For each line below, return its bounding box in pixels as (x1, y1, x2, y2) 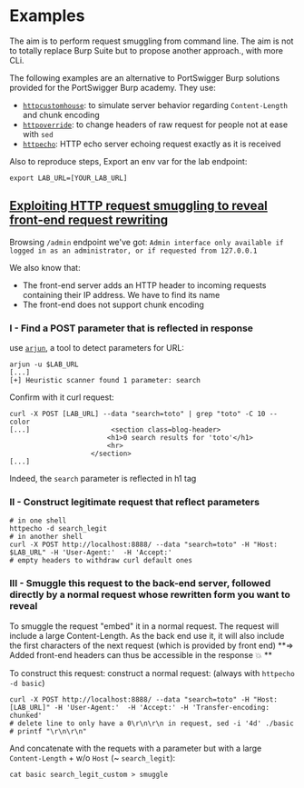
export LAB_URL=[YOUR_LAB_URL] (9, 174, 128, 183)
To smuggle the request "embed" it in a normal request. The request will (9, 620, 279, 632)
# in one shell (9, 516, 67, 525)
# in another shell (9, 533, 83, 542)
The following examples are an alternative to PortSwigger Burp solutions (9, 72, 280, 83)
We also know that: (9, 262, 81, 273)
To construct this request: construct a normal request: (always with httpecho (9, 667, 295, 678)
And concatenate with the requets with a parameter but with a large (9, 743, 262, 753)
